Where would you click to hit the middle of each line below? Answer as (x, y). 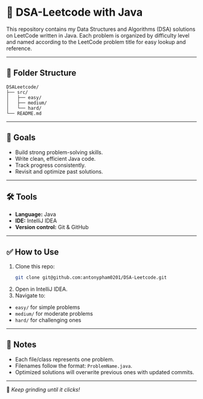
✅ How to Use (33, 252)
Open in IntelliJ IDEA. (41, 289)
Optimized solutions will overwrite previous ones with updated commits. (105, 372)
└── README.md (24, 113)
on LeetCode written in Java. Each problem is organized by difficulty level (98, 35)
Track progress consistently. (50, 165)
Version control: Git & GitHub (52, 227)
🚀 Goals (21, 138)
